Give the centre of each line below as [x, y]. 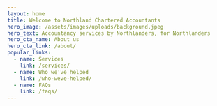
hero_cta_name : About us [43, 40]
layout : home [26, 14]
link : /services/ [45, 66]
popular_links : [29, 53]
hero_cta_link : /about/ [42, 46]
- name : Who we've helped [51, 72]
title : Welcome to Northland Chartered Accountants [84, 20]
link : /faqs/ [39, 91]
